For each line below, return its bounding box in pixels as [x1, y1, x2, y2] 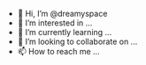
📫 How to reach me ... [17, 47, 100, 56]
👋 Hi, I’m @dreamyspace [17, 9, 108, 18]
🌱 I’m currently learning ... [17, 27, 112, 37]
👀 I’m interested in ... [17, 18, 93, 28]
